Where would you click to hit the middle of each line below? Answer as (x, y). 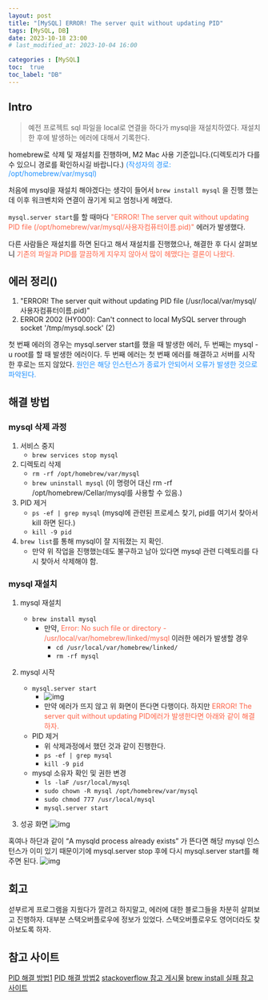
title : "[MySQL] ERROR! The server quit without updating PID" (116, 23)
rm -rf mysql (78, 656)
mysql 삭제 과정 (38, 427)
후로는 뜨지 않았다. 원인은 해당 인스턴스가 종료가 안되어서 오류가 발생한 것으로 (137, 365)
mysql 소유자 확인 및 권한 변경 (79, 773)
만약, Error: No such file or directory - (105, 628)
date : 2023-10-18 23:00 (48, 38)
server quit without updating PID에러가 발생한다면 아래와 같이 (142, 716)
